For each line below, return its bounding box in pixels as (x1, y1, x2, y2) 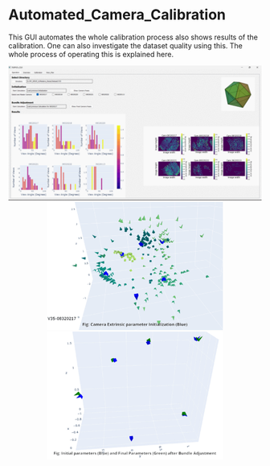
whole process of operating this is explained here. (8, 49, 174, 59)
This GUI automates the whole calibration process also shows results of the (8, 32, 259, 42)
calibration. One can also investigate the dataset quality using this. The (8, 40, 243, 50)
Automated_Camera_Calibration (8, 6, 227, 24)
